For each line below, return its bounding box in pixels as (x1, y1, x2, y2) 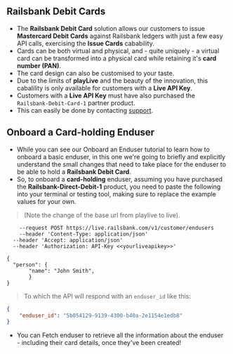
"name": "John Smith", (28, 267, 95, 274)
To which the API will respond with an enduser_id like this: (23, 292, 191, 300)
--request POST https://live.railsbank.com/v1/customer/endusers (19, 224, 215, 231)
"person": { (13, 261, 48, 268)
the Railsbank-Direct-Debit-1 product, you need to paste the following (16, 182, 221, 191)
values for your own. (16, 197, 76, 205)
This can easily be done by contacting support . (16, 106, 154, 114)
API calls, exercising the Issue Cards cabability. (16, 39, 155, 48)
